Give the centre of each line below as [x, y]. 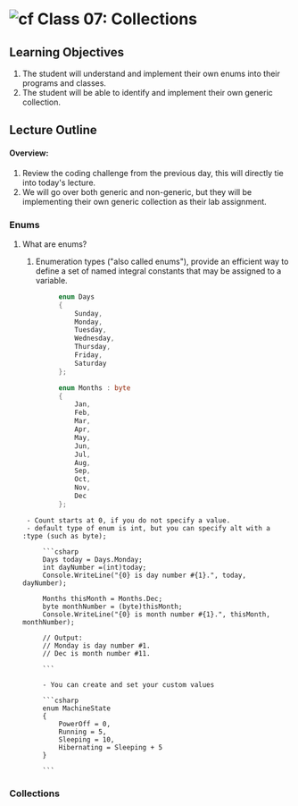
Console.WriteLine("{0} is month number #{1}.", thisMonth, [156, 614]
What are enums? [54, 244]
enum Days [77, 297]
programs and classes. [64, 83]
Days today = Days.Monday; [92, 559]
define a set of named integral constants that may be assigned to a [158, 271]
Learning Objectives [67, 52]
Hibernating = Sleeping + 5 [111, 747]
